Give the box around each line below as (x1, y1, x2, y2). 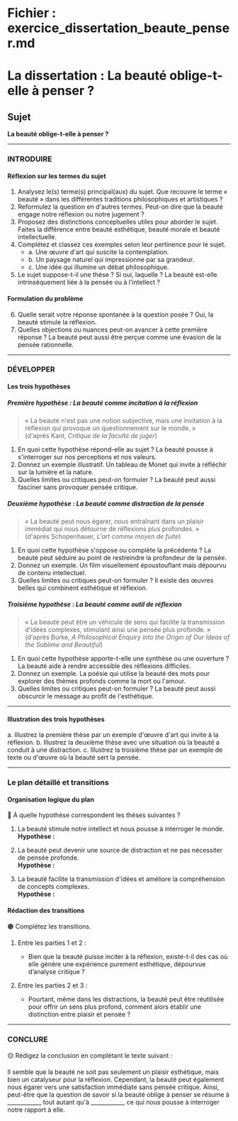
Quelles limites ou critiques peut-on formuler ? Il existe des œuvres (17, 576, 214, 584)
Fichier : (7, 5, 57, 21)
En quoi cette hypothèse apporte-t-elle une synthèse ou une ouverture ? (17, 654, 229, 662)
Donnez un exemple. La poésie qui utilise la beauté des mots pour (17, 669, 210, 677)
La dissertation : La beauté (7, 67, 167, 84)
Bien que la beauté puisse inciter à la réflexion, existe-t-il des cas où (28, 953, 228, 961)
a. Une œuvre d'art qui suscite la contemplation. (28, 248, 169, 256)
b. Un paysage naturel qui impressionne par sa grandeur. (28, 256, 195, 264)
